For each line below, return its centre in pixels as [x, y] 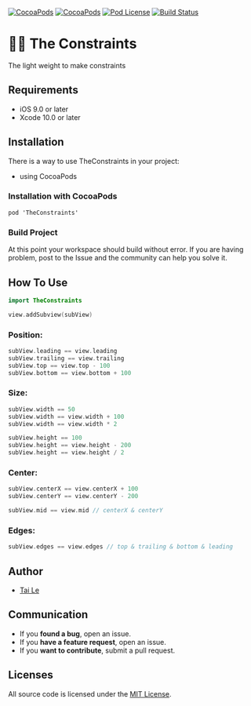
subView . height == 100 [45, 438]
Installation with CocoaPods [63, 196]
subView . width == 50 [42, 409]
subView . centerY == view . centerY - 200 [73, 497]
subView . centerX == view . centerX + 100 [73, 489]
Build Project [33, 232]
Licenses [31, 675]
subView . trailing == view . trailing [66, 358]
